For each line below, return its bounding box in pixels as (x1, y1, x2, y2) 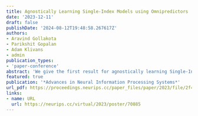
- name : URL (6, 95, 35, 101)
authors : (6, 30, 28, 36)
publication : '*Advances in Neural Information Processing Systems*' (6, 80, 181, 86)
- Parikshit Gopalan (6, 42, 57, 47)
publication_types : (6, 57, 54, 63)
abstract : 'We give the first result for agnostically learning (6, 69, 167, 74)
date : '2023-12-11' (6, 14, 54, 20)
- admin (6, 52, 25, 58)
